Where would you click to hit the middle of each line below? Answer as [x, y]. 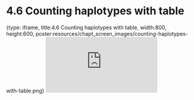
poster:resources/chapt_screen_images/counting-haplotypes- [112, 33]
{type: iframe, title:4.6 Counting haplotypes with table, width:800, [86, 27]
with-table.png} [25, 90]
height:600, [20, 33]
